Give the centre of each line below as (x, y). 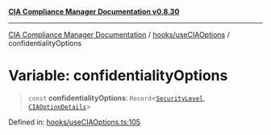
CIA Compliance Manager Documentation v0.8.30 (94, 12)
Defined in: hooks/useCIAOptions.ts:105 (75, 122)
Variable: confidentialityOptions (118, 76)
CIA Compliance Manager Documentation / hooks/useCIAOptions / (119, 35)
